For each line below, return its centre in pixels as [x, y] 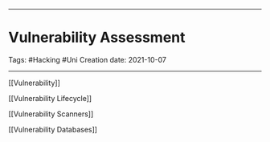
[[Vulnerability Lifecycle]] [50, 98]
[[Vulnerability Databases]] [53, 129]
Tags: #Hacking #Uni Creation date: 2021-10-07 [88, 59]
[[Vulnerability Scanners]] [51, 114]
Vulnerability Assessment [97, 38]
